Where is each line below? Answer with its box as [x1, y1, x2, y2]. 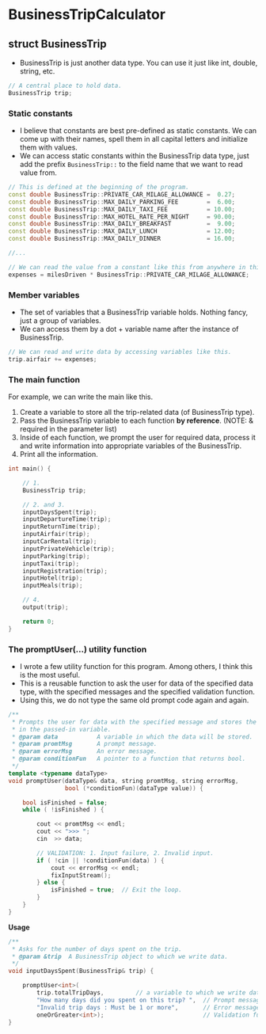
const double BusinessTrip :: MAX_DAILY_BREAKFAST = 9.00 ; [8, 220, 236, 228]
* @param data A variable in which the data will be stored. [11, 732, 253, 741]
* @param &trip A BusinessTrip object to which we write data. [11, 952, 228, 960]
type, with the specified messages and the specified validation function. [19, 686, 255, 696]
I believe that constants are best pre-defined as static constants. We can [19, 126, 257, 135]
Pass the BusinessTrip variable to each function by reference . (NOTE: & [19, 416, 254, 425]
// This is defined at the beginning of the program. [8, 184, 190, 192]
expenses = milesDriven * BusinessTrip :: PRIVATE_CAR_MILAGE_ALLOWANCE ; [8, 271, 249, 279]
